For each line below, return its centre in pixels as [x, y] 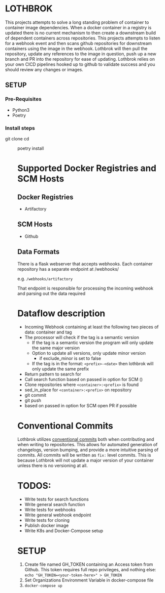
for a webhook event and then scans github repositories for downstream [79, 43]
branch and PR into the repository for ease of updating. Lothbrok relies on [80, 59]
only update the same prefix [60, 369]
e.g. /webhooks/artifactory [45, 278]
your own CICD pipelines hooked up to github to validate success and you [80, 64]
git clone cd [17, 138]
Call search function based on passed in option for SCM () [83, 380]
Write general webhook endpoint [58, 515]
